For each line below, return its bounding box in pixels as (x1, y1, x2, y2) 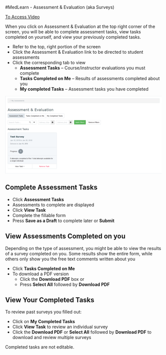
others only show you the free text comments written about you (5, 256, 136, 262)
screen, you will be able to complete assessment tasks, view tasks (5, 29, 141, 34)
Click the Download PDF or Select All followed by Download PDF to (12, 329, 152, 335)
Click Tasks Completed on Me (12, 265, 76, 271)
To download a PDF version (12, 271, 69, 277)
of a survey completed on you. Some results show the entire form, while (5, 250, 153, 256)
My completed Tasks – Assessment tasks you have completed (19, 86, 149, 92)
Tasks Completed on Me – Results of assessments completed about (19, 76, 160, 81)
